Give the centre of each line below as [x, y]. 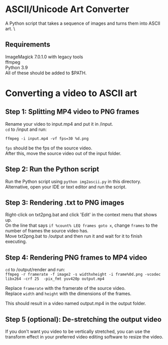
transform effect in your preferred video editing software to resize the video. [84, 337]
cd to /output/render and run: [35, 270]
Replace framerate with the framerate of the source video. [65, 288]
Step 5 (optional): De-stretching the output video [83, 319]
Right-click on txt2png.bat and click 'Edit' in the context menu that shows [81, 215]
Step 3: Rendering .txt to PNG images [65, 202]
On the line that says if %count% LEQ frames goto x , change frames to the [81, 225]
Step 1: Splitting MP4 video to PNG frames [72, 112]
